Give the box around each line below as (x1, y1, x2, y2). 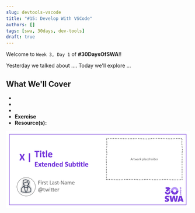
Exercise (14, 113, 37, 120)
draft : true (6, 34, 35, 40)
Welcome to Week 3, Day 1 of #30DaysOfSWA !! (6, 51, 122, 58)
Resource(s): (14, 119, 47, 126)
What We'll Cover (6, 79, 71, 89)
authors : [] (6, 22, 35, 27)
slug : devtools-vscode (6, 9, 61, 15)
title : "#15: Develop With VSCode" (6, 15, 93, 22)
